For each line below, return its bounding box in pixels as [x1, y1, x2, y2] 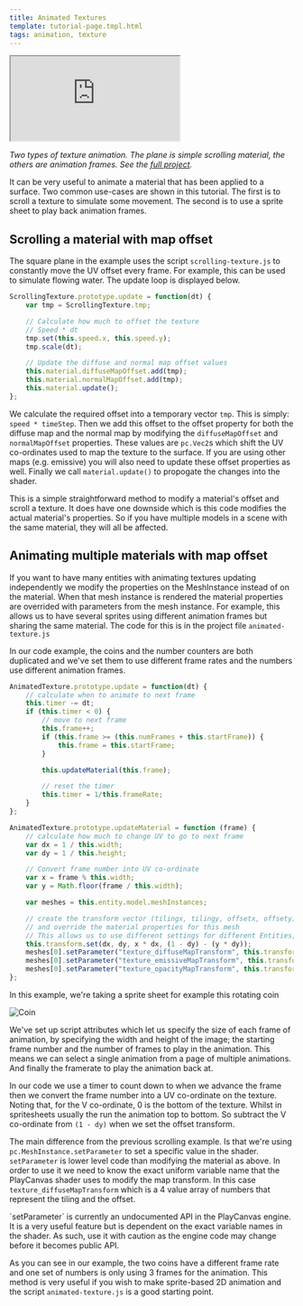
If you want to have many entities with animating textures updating [9, 572, 257, 583]
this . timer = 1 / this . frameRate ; [41, 790, 164, 799]
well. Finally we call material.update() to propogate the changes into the [9, 466, 280, 477]
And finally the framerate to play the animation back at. [9, 1062, 214, 1073]
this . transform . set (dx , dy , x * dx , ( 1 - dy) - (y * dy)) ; [25, 939, 252, 948]
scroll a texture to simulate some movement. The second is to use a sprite [9, 196, 284, 207]
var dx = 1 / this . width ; [25, 840, 124, 849]
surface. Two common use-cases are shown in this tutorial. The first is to [9, 186, 281, 197]
